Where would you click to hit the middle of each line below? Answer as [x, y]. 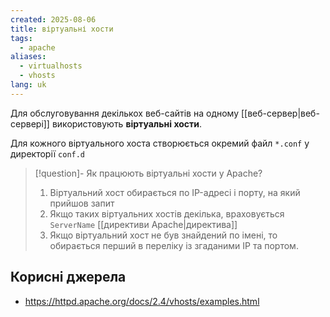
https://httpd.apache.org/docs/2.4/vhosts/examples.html [142, 301]
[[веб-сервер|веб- [280, 113]
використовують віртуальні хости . [127, 123]
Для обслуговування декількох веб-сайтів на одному [125, 113]
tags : [21, 38]
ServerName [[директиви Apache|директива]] [143, 224]
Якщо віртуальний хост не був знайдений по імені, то [163, 235]
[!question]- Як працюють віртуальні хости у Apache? [148, 173]
